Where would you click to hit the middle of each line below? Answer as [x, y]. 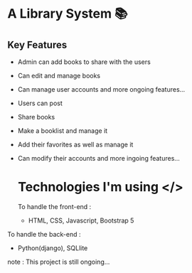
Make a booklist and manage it [63, 131]
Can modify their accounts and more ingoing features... [98, 158]
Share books [36, 117]
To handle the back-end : [44, 234]
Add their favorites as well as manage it [75, 144]
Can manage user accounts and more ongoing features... [101, 89]
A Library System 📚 [68, 14]
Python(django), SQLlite [53, 248]
